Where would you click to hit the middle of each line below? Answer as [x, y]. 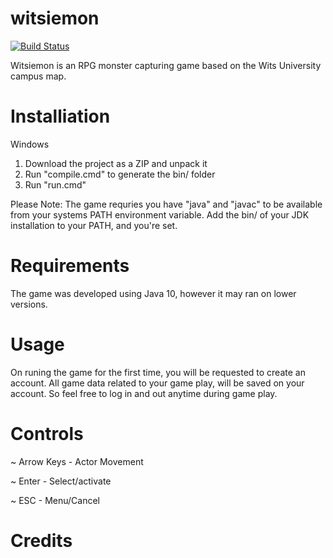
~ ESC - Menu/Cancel [55, 500]
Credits [41, 540]
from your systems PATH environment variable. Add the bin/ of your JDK [160, 214]
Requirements [70, 266]
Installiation [60, 116]
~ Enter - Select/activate [61, 481]
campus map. [38, 76]
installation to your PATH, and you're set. [94, 225]
